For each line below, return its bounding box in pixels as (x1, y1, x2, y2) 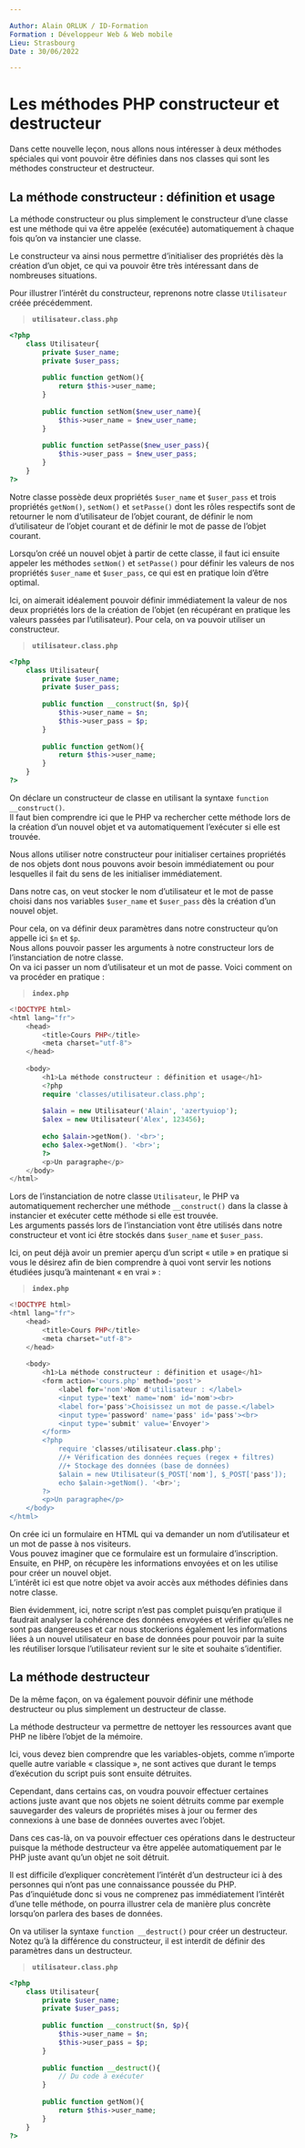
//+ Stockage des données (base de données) (57, 1461, 230, 1471)
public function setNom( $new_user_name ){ (42, 407, 202, 416)
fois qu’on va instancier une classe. (9, 233, 142, 243)
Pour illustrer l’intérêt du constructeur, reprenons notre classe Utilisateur (9, 288, 288, 298)
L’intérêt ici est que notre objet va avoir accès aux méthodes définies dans (9, 1577, 289, 1587)
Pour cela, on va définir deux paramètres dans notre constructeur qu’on (9, 923, 279, 934)
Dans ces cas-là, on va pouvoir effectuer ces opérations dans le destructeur (9, 1832, 296, 1843)
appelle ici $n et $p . (9, 932, 81, 944)
